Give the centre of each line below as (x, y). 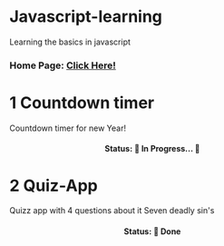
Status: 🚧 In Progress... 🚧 (152, 149)
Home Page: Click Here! (63, 65)
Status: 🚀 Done (152, 231)
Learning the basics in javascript (70, 42)
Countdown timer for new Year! (68, 128)
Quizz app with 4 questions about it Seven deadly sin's (112, 211)
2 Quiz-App (54, 186)
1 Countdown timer (82, 103)
